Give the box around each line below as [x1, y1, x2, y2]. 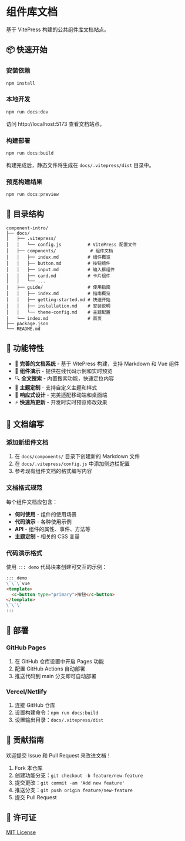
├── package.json [6, 321, 49, 326]
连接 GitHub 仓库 [14, 702, 56, 709]
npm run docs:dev [6, 109, 49, 115]
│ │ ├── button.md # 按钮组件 [6, 260, 110, 266]
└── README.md [6, 326, 41, 332]
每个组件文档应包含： [6, 498, 58, 505]
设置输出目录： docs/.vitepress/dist [14, 716, 104, 723]
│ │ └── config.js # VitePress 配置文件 [6, 242, 137, 248]
